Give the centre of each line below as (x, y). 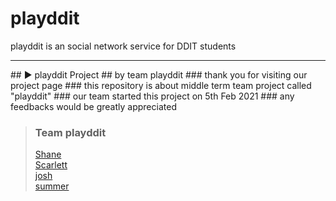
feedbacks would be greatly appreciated (93, 106)
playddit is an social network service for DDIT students (123, 46)
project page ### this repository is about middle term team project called (161, 85)
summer (52, 186)
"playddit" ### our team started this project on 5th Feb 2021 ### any (152, 96)
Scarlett (51, 165)
